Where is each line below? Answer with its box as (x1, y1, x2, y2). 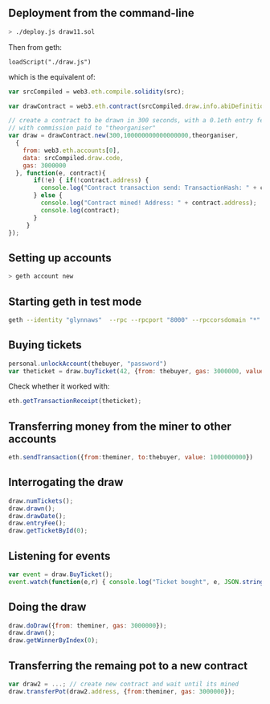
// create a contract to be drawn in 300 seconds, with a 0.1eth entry (8, 117, 253, 125)
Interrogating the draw (8, 476, 124, 489)
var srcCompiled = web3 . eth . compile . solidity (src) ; (8, 88, 185, 96)
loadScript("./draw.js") (8, 58, 92, 66)
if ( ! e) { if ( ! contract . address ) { (33, 176, 149, 184)
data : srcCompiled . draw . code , (22, 154, 125, 162)
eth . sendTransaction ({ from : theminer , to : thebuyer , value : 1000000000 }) (8, 454, 253, 462)
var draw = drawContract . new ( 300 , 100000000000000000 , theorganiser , (8, 132, 239, 140)
